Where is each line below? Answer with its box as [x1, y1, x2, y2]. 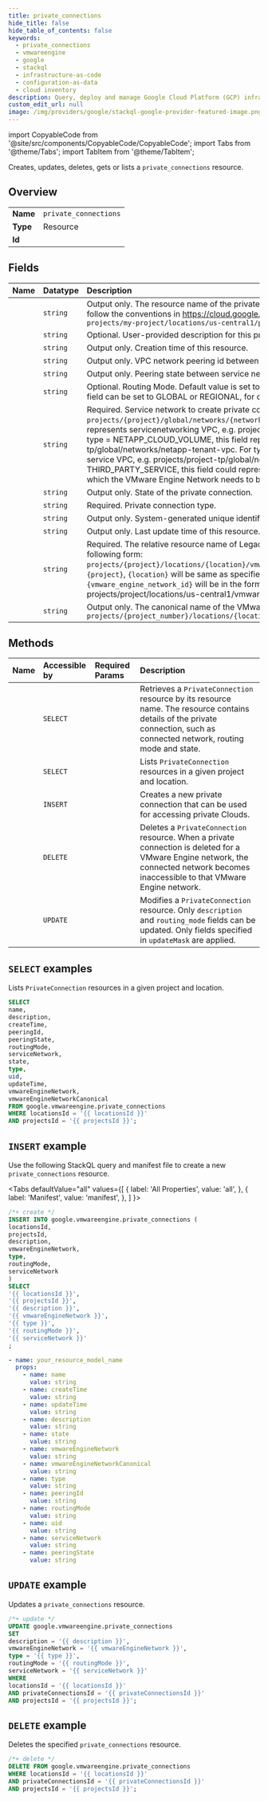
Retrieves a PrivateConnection [140, 684, 254, 695]
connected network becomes [140, 862, 250, 873]
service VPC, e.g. [86, 454, 152, 465]
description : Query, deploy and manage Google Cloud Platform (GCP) [8, 93, 241, 101]
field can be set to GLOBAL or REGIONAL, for [86, 391, 255, 402]
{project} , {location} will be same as [86, 568, 229, 579]
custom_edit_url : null [8, 100, 84, 108]
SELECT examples [8, 962, 93, 975]
